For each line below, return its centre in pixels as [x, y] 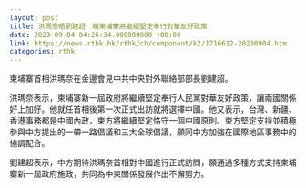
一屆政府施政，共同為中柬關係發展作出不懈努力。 [117, 174]
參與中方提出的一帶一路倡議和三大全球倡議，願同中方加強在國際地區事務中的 [153, 132]
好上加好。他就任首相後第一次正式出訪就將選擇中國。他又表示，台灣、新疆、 [153, 109]
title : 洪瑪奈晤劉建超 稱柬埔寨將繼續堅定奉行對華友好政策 [108, 26]
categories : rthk [42, 52]
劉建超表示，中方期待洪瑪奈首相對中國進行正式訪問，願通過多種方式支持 [145, 163]
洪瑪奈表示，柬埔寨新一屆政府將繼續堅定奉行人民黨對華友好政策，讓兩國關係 [153, 98]
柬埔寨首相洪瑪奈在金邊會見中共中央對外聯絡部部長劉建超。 [121, 79]
